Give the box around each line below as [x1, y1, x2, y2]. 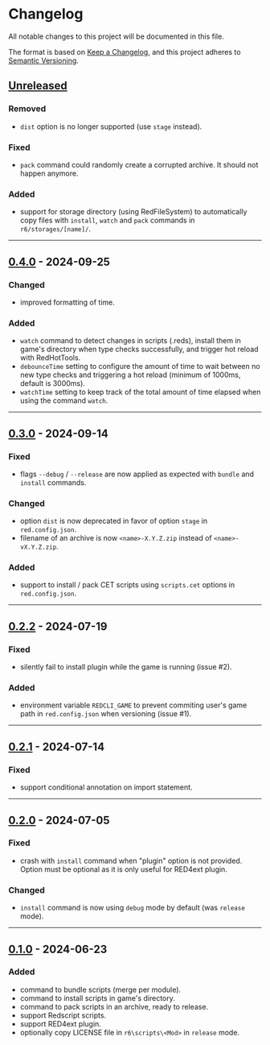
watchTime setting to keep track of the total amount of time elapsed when [19, 388, 261, 397]
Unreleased [8, 79, 68, 93]
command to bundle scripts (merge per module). [19, 985, 182, 994]
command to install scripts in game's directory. [19, 993, 175, 1003]
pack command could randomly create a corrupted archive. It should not [19, 160, 259, 169]
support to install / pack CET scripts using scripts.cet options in [19, 580, 235, 590]
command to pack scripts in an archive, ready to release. [19, 1001, 209, 1011]
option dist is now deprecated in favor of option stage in [19, 516, 207, 526]
